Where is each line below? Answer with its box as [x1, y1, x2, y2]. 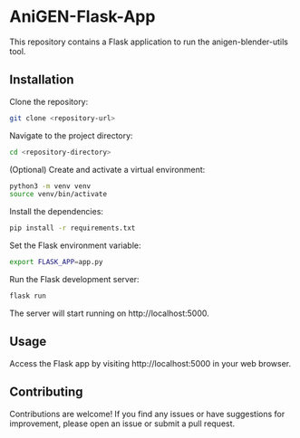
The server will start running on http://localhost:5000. [9, 308, 210, 319]
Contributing [9, 385, 83, 400]
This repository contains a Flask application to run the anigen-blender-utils [9, 36, 288, 47]
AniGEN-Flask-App [9, 6, 156, 27]
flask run [9, 291, 47, 300]
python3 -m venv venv [9, 181, 92, 191]
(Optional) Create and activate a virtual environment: [9, 164, 206, 175]
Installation [9, 72, 74, 88]
